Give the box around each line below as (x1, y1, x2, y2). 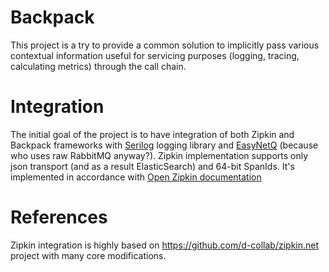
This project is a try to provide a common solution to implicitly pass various (10, 39, 320, 51)
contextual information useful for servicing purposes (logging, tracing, (10, 49, 300, 61)
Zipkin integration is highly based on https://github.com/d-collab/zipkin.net (10, 239, 320, 251)
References (10, 206, 108, 229)
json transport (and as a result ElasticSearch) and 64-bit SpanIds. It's (10, 160, 295, 172)
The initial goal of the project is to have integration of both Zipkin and (10, 128, 295, 140)
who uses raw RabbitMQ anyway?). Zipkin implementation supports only (10, 149, 309, 161)
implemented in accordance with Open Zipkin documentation (10, 171, 262, 183)
